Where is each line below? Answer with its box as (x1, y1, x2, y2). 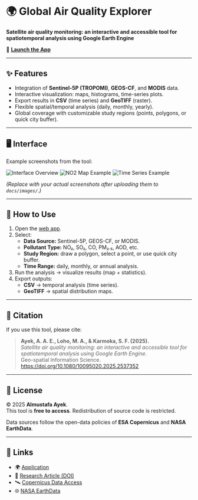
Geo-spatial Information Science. (20, 357, 101, 364)
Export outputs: (14, 275, 52, 282)
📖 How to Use (6, 209, 56, 219)
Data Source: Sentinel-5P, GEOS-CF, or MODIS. (23, 237, 140, 245)
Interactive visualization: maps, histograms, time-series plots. (14, 90, 164, 97)
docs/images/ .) (6, 187, 42, 194)
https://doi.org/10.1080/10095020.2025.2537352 (20, 362, 139, 370)
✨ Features (6, 68, 48, 79)
